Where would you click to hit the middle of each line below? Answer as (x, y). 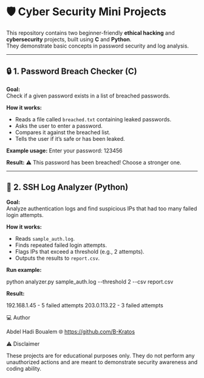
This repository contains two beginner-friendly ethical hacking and (90, 33)
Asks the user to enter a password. (59, 126)
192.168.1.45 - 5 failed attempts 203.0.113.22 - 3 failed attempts (85, 305)
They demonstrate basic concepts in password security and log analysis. (98, 46)
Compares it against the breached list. (63, 132)
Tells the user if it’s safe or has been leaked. (70, 138)
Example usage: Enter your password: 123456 (64, 151)
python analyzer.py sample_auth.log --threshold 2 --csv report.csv (90, 282)
